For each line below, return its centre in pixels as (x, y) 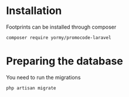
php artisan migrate (31, 88)
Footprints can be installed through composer (61, 27)
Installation (34, 11)
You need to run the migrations (43, 77)
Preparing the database (64, 61)
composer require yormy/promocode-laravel (59, 37)
